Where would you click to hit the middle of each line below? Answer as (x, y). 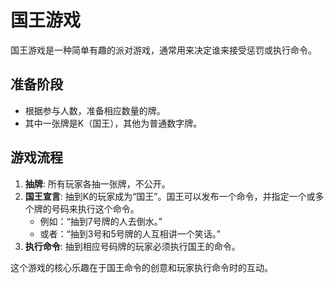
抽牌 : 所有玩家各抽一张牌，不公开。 (97, 183)
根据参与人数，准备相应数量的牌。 (95, 110)
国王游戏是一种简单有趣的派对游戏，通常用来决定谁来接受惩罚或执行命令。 (163, 50)
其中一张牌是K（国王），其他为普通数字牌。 (113, 123)
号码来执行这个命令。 (95, 208)
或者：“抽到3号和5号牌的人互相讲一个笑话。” (130, 233)
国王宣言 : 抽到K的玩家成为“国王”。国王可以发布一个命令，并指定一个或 (170, 196)
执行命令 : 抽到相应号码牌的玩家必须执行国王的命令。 (132, 246)
